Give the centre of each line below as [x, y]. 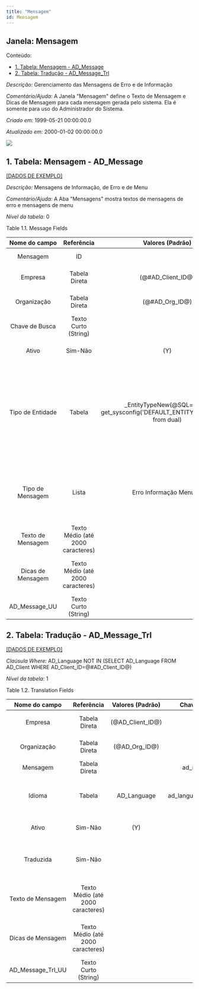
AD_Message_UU [33, 607]
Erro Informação [155, 492]
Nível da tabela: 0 [28, 217]
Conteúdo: [19, 55]
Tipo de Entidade [33, 412]
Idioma [38, 796]
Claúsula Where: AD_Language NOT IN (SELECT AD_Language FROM [91, 661]
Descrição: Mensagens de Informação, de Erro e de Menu [77, 187]
